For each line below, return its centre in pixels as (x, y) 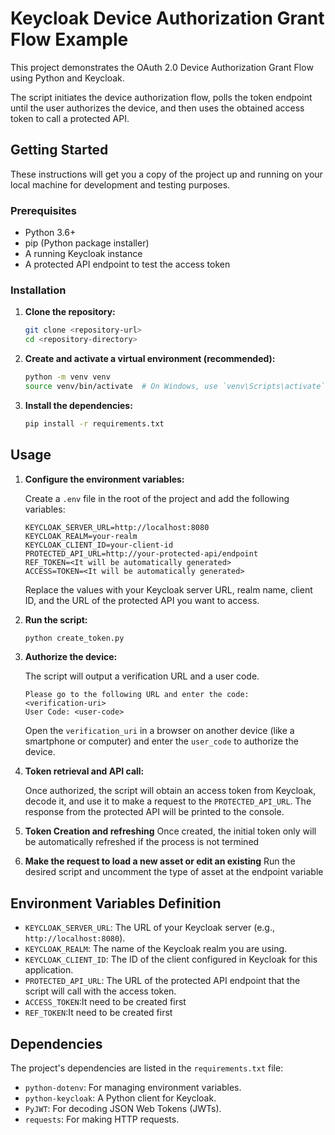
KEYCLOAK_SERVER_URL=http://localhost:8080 (117, 527)
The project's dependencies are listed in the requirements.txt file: (147, 1068)
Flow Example (69, 39)
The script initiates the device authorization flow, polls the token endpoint (161, 97)
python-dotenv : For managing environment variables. (133, 1088)
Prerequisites (43, 210)
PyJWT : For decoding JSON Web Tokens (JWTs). (123, 1109)
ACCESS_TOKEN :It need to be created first (105, 1002)
